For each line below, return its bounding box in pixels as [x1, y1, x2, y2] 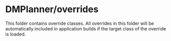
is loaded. [5, 31, 26, 37]
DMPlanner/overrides [5, 4, 99, 15]
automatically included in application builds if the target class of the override [5, 25, 166, 31]
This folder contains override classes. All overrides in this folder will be [5, 20, 154, 26]
